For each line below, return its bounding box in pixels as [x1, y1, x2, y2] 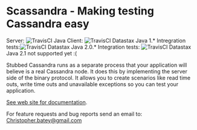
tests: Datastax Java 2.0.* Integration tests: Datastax [6, 43, 192, 51]
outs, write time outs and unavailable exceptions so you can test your [6, 80, 179, 88]
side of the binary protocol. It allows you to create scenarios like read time [6, 74, 191, 81]
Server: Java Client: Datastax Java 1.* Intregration [6, 37, 186, 44]
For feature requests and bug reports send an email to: [6, 110, 143, 117]
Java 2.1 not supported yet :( [6, 49, 77, 57]
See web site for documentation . [6, 98, 88, 106]
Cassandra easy [6, 17, 89, 31]
